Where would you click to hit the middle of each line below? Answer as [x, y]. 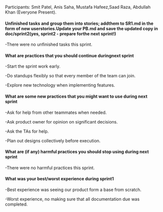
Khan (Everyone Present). [31, 12]
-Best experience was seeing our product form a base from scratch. [73, 190]
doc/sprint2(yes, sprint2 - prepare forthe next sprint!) [61, 34]
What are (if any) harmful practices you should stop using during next [77, 152]
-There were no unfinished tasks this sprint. [49, 44]
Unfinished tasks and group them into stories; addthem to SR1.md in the [79, 23]
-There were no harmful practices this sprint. [50, 168]
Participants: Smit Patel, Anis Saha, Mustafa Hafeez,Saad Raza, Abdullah [78, 7]
